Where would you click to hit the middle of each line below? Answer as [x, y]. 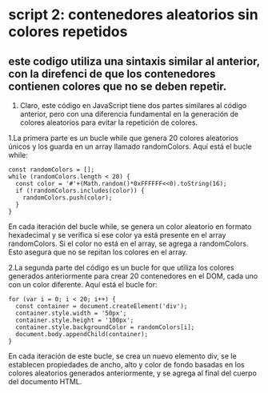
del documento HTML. [45, 381]
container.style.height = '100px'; [75, 320]
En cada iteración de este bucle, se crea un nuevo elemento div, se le [123, 356]
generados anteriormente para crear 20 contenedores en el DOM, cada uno [133, 276]
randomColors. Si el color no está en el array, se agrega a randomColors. [128, 243]
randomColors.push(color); [68, 198]
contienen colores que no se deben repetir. [118, 86]
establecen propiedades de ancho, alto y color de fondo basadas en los [127, 365]
